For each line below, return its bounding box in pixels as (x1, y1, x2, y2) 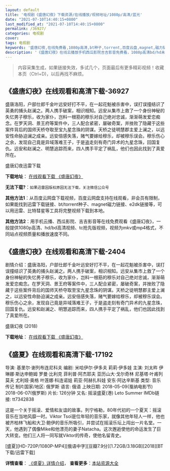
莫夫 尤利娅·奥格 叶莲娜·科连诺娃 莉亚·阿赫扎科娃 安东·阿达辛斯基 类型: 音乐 (5, 377, 161, 383)
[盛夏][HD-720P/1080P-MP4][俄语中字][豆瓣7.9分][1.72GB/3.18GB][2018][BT (5, 443, 163, 449)
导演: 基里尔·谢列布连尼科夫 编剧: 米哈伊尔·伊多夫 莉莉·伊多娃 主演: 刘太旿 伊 (5, 364, 163, 370)
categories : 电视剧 (5, 31, 44, 36)
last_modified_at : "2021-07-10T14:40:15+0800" (5, 21, 105, 27)
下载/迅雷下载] (5, 449, 35, 455)
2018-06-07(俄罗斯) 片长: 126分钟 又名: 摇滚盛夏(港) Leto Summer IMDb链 (5, 389, 159, 396)
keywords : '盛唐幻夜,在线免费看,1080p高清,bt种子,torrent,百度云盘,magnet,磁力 (5, 45, 163, 50)
